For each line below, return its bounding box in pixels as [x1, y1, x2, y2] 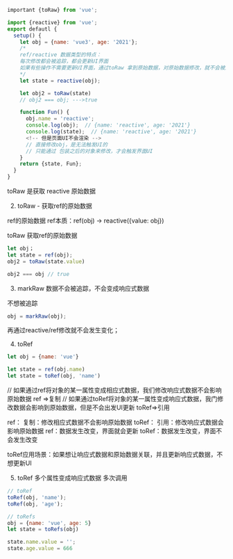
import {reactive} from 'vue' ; [7, 19, 98, 26]
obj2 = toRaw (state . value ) [7, 258, 85, 265]
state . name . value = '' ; [7, 539, 76, 546]
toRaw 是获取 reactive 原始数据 [7, 187, 96, 195]
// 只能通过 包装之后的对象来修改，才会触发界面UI [25, 147, 153, 154]
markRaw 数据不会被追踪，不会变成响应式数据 [17, 284, 150, 292]
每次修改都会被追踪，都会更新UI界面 [19, 58, 109, 65]
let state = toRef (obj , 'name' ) [7, 373, 101, 380]
